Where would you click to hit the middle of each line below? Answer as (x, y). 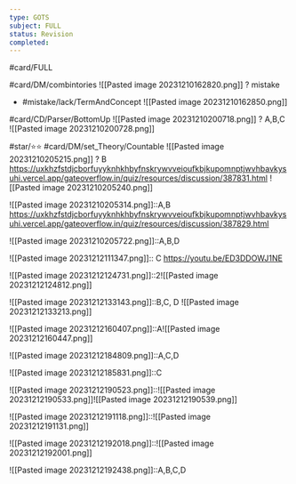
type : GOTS (29, 17)
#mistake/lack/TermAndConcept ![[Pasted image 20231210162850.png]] (155, 102)
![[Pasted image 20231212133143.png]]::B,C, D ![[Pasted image (124, 302)
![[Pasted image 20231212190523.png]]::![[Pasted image (112, 390)
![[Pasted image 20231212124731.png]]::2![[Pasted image (114, 276)
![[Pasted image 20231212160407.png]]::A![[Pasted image (115, 329)
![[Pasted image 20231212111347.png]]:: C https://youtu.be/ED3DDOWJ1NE (146, 258)
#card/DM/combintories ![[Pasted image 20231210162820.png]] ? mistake (144, 85)
